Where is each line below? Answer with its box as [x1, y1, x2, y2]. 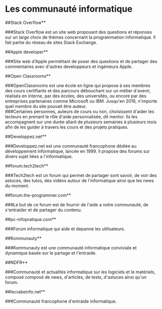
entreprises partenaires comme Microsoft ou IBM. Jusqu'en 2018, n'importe [5, 98, 158, 104]
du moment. [5, 182, 29, 189]
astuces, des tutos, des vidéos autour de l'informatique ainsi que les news [5, 177, 154, 183]
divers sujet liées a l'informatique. [5, 153, 73, 159]
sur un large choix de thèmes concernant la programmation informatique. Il [5, 34, 156, 40]
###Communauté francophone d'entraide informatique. [5, 298, 117, 304]
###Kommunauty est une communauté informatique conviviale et [5, 244, 137, 250]
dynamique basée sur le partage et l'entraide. [5, 250, 97, 256]
